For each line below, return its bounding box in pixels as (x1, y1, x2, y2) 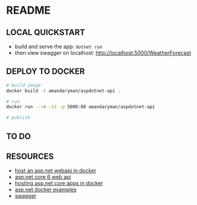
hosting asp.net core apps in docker (14, 179, 103, 187)
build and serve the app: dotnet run (14, 43, 103, 50)
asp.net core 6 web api (14, 174, 71, 181)
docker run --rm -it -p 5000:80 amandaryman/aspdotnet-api (6, 104, 155, 110)
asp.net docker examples (14, 186, 77, 193)
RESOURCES (6, 151, 54, 161)
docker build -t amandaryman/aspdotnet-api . (6, 87, 120, 94)
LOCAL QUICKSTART (6, 27, 85, 37)
